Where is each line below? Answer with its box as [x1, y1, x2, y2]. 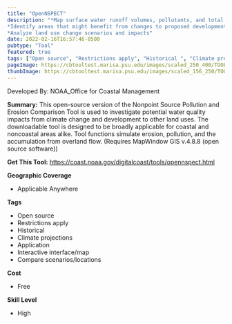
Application [17, 240, 50, 249]
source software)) [7, 144, 59, 153]
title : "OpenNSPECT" [7, 10, 67, 17]
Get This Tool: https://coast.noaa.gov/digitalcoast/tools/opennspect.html [7, 158, 215, 166]
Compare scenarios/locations [17, 255, 101, 263]
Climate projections [17, 233, 73, 242]
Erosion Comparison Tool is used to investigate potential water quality [7, 108, 206, 116]
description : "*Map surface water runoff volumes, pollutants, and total [7, 17, 224, 23]
